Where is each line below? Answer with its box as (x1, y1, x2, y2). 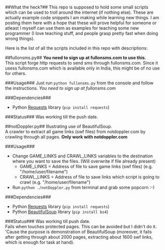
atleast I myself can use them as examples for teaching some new (5, 25, 139, 31)
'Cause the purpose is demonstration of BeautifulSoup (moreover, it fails (5, 229, 152, 235)
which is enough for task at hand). (5, 239, 75, 245)
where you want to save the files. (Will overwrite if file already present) (12, 158, 156, 164)
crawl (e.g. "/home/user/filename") (19, 179, 91, 185)
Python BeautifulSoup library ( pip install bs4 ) (12, 209, 108, 214)
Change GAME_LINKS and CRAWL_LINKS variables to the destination (12, 153, 153, 159)
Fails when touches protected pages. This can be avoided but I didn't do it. (5, 224, 157, 229)
